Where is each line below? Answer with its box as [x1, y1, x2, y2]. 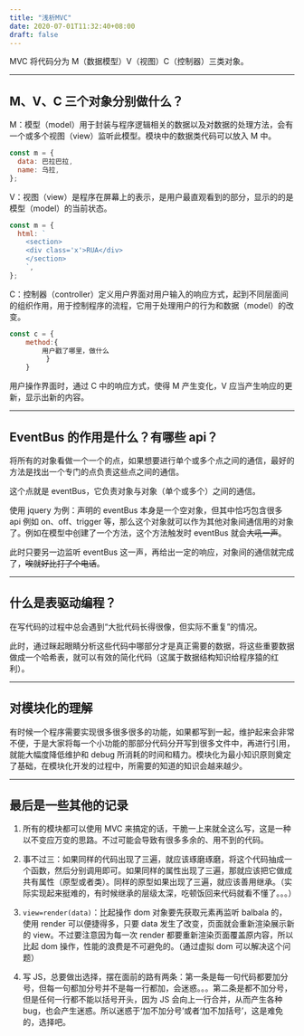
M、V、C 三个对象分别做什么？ [9, 93, 184, 109]
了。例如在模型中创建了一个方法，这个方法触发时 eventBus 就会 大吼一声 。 [9, 528, 287, 538]
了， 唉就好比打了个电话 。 [9, 558, 105, 568]
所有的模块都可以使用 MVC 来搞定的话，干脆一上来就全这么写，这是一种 [22, 823, 291, 834]
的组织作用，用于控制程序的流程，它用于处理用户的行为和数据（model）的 [9, 299, 287, 310]
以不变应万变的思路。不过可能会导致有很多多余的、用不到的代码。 [22, 834, 269, 846]
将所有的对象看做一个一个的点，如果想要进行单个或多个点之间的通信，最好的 [9, 455, 295, 466]
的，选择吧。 [22, 1017, 71, 1028]
